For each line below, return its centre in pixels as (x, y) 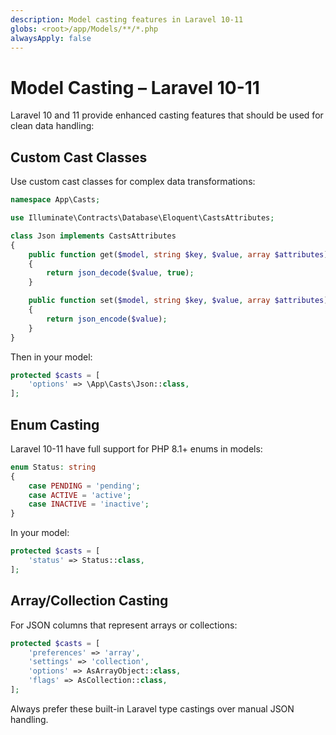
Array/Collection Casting (89, 601)
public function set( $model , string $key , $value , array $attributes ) (178, 301)
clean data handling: (52, 126)
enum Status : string (53, 467)
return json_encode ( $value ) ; (107, 319)
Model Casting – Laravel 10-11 (135, 87)
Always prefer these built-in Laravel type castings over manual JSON (152, 708)
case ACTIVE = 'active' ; (80, 495)
